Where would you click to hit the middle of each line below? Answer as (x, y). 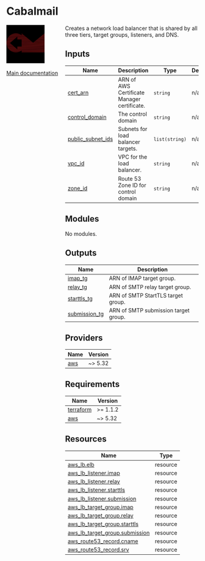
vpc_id (76, 164)
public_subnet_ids (91, 138)
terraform (80, 410)
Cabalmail (32, 11)
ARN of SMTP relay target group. (150, 287)
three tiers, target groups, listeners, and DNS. (122, 34)
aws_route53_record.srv (99, 550)
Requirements (92, 384)
